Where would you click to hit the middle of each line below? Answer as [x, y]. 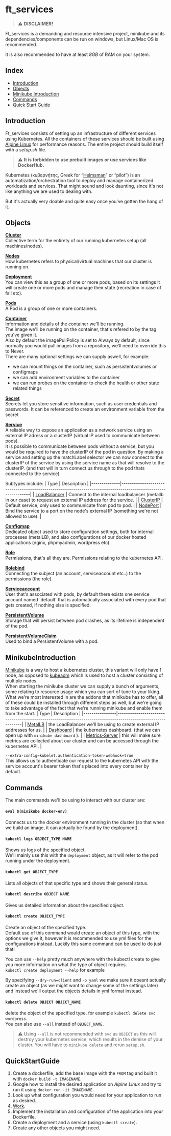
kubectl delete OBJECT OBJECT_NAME [43, 1002]
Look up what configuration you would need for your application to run [87, 1095]
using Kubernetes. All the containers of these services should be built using [85, 139]
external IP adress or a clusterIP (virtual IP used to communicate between [82, 436]
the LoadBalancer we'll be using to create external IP [104, 724]
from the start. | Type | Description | [43, 714]
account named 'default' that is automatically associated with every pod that [86, 600]
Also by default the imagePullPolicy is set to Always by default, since [77, 340]
